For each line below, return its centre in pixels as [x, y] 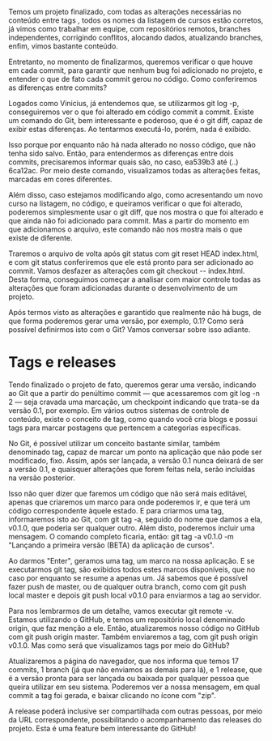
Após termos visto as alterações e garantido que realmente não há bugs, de [135, 312]
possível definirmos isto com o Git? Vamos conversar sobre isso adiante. [130, 330]
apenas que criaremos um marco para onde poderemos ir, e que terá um [130, 502]
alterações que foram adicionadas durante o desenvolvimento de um [123, 288]
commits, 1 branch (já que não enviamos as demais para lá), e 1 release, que [136, 669]
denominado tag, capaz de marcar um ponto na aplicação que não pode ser [135, 452]
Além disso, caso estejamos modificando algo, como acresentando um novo [136, 195]
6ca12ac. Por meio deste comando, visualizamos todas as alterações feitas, [134, 170]
